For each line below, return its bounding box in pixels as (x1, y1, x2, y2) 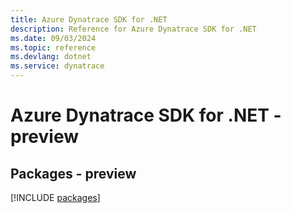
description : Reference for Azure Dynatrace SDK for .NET (10, 24, 257, 34)
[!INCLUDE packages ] (10, 192, 101, 203)
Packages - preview (10, 165, 137, 182)
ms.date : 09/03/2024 (10, 33, 97, 43)
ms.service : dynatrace (10, 61, 105, 71)
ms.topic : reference (10, 42, 97, 53)
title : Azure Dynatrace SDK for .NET (10, 14, 168, 25)
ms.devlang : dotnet (10, 52, 92, 62)
